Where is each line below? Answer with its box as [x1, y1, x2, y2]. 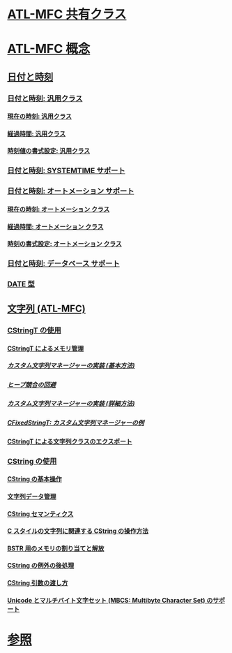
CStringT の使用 [7, 325, 61, 335]
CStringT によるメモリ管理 [7, 344, 84, 353]
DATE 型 [7, 279, 35, 288]
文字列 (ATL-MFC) [7, 303, 86, 315]
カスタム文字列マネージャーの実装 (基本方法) [7, 361, 135, 370]
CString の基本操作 [7, 475, 63, 483]
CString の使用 [7, 456, 57, 466]
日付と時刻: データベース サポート [7, 259, 120, 269]
